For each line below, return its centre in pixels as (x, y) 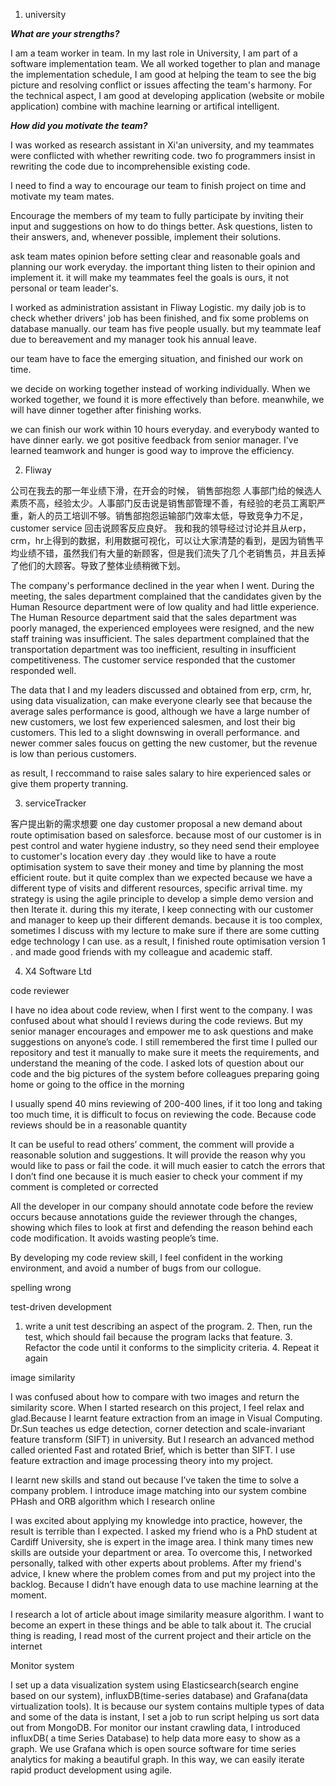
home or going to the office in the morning (97, 1084)
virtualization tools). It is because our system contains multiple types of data (167, 1706)
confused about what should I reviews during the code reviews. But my (157, 1020)
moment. (28, 1595)
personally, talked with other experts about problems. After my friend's (156, 1563)
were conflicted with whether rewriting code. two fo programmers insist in (163, 155)
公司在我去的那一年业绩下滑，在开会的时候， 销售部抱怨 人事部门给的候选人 (166, 490)
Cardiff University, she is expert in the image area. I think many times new (162, 1542)
